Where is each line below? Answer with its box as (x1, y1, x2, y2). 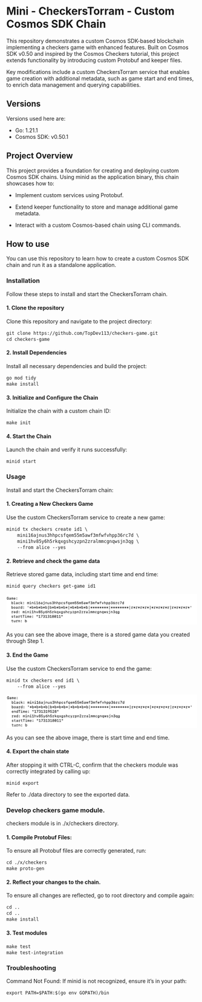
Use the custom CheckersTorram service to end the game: (6, 665, 152, 672)
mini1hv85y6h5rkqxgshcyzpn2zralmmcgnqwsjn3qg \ (17, 538, 139, 544)
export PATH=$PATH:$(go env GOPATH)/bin (6, 990, 110, 996)
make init (6, 420, 31, 426)
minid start (6, 459, 36, 465)
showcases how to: (6, 180, 54, 187)
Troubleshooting (6, 963, 56, 972)
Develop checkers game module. (6, 805, 105, 814)
